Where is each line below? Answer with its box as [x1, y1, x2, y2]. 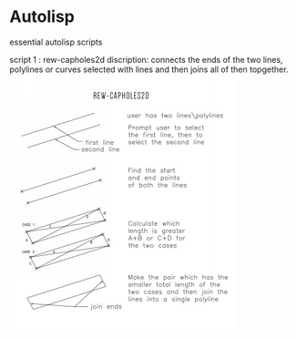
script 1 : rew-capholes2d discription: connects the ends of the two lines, [9, 54, 283, 65]
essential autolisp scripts [9, 36, 103, 47]
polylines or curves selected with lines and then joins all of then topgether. [9, 64, 289, 75]
